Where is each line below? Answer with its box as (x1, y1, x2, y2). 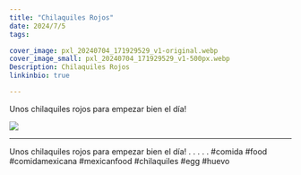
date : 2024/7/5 (9, 22, 66, 31)
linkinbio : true (9, 71, 70, 81)
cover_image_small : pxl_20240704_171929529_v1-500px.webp (9, 55, 230, 64)
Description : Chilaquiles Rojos (9, 63, 130, 72)
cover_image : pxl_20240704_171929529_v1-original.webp (9, 46, 219, 55)
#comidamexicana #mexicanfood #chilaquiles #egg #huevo (9, 155, 230, 166)
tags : (9, 30, 30, 39)
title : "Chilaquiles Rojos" (9, 13, 115, 22)
